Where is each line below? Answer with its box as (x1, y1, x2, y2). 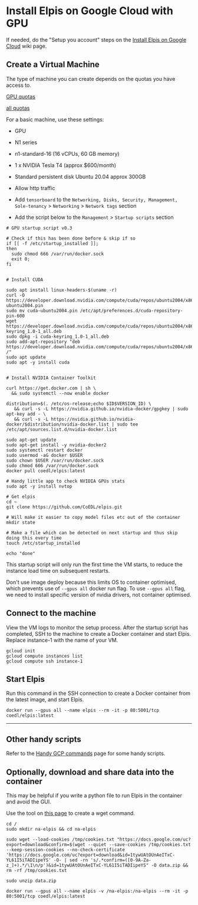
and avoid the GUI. (6, 798, 51, 805)
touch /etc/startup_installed (6, 540, 81, 546)
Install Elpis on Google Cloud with (6, 4, 174, 18)
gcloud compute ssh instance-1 (6, 658, 83, 664)
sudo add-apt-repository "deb (6, 338, 81, 345)
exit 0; (11, 256, 31, 262)
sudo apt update (6, 354, 46, 360)
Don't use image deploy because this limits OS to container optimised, (6, 579, 177, 586)
